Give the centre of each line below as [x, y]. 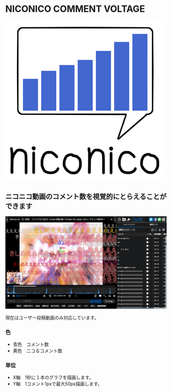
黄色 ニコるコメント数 [37, 350]
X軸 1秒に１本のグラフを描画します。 [53, 378]
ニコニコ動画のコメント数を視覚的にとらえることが [86, 197]
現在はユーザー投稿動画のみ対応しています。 [52, 318]
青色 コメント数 [31, 344]
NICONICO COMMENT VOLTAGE [75, 9]
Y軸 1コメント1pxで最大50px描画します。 [57, 384]
